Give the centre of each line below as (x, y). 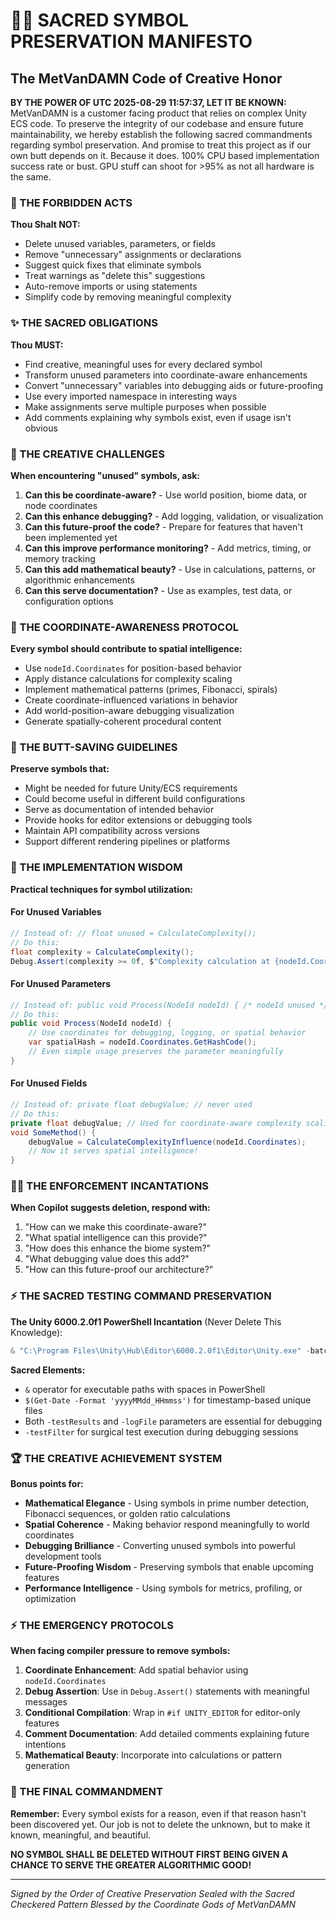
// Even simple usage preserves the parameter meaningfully (156, 1052)
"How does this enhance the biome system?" (118, 1248)
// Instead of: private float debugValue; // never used (131, 1105)
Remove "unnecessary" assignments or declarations (133, 255)
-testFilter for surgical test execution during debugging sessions (161, 1431)
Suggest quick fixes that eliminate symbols (113, 265)
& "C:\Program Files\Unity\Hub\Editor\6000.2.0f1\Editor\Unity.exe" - (160, 1350)
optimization (50, 1598)
